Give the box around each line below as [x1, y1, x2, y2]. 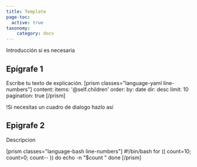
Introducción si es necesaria [6, 47, 75, 54]
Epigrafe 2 [6, 120, 46, 130]
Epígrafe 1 [6, 64, 43, 74]
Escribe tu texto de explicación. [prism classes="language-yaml [6, 79, 162, 86]
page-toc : [6, 14, 31, 20]
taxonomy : [6, 25, 31, 31]
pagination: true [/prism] [6, 92, 66, 99]
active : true [11, 19, 44, 25]
